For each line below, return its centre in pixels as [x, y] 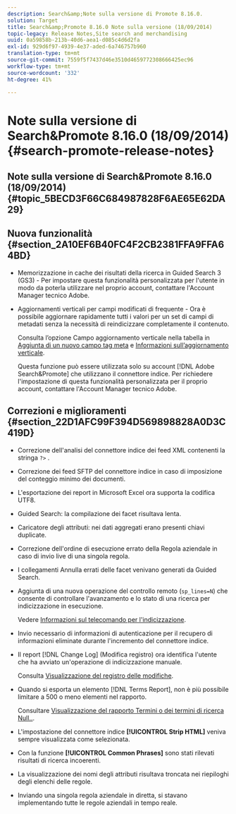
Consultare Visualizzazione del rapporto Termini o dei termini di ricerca [120, 710]
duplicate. [32, 534]
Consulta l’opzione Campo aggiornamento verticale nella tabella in [113, 337]
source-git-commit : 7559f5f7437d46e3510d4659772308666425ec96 [100, 60]
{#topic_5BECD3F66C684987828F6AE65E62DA [117, 198]
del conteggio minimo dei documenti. [71, 479]
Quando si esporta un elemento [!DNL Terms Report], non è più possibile [123, 689]
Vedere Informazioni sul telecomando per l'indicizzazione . [102, 619]
